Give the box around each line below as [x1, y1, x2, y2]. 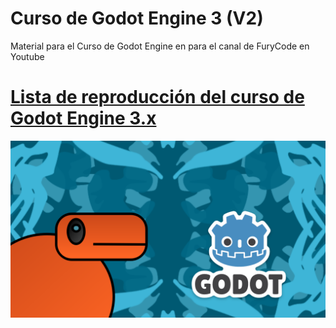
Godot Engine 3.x [10, 107, 157, 130]
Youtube [10, 50, 45, 62]
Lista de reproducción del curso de [10, 86, 305, 109]
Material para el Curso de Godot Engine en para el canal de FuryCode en [10, 40, 310, 52]
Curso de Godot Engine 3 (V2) [10, 7, 264, 30]
